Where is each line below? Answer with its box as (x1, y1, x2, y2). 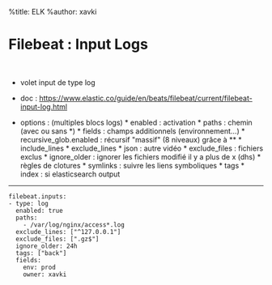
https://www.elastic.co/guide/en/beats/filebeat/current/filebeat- (39, 93, 253, 103)
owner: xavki (23, 270, 67, 279)
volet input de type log (19, 77, 96, 87)
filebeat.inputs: (8, 192, 67, 201)
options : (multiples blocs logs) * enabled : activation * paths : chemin (19, 117, 253, 127)
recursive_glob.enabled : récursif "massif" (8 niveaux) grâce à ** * (19, 134, 243, 144)
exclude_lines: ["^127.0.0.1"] (15, 228, 121, 236)
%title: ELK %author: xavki (8, 7, 97, 16)
